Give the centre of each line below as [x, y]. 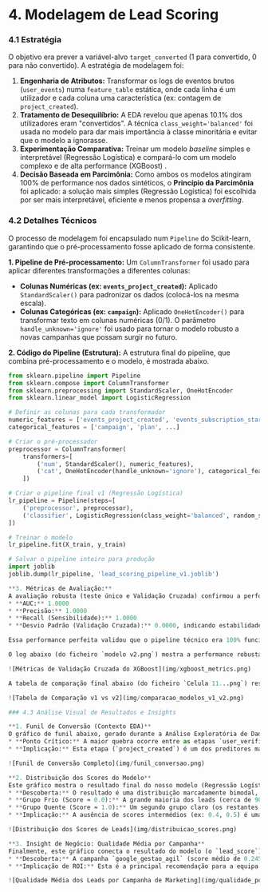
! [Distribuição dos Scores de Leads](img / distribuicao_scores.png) [123, 830]
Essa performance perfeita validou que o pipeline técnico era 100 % [124, 640]
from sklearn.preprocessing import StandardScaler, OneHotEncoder [121, 390]
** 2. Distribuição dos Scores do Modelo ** [80, 778]
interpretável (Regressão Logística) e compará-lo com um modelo [128, 157]
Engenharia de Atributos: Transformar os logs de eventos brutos [127, 81]
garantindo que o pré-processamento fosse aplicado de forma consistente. [132, 246]
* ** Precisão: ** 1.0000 [48, 611]
